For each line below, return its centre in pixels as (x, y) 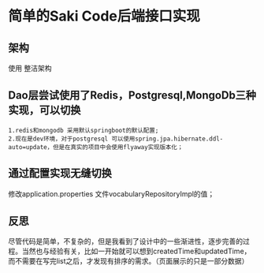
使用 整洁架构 (30, 68)
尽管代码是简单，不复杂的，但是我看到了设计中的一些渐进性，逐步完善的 (125, 241)
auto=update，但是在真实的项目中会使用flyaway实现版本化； (96, 147)
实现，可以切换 (45, 110)
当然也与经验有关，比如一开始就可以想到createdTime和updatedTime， (136, 251)
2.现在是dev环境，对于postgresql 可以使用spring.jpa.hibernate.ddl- (116, 139)
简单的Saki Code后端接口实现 (104, 16)
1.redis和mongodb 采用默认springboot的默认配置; (84, 130)
